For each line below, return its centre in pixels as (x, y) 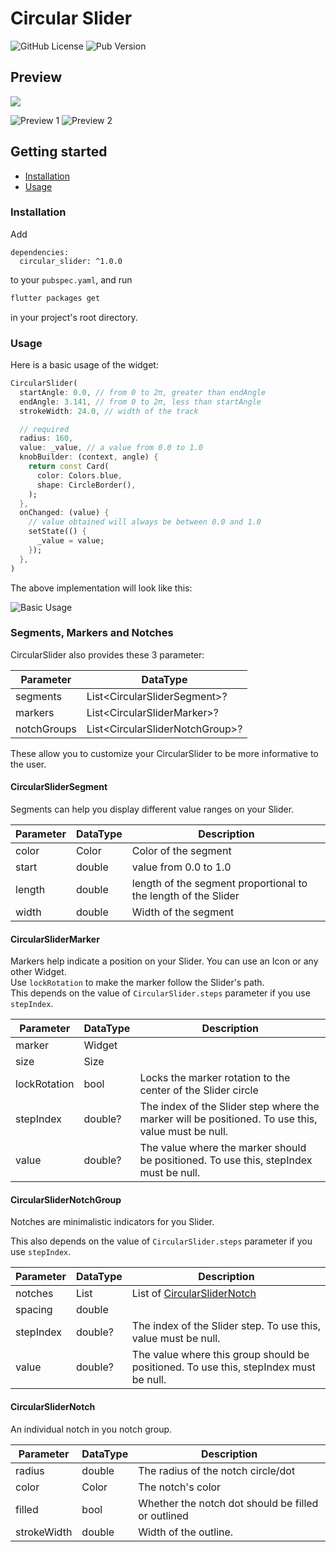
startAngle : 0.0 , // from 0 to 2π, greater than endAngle (143, 392)
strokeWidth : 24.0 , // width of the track (109, 411)
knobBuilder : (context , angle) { (89, 457)
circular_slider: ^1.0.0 (71, 261)
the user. (28, 764)
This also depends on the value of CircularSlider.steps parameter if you (161, 1241)
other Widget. (38, 972)
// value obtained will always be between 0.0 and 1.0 (145, 522)
